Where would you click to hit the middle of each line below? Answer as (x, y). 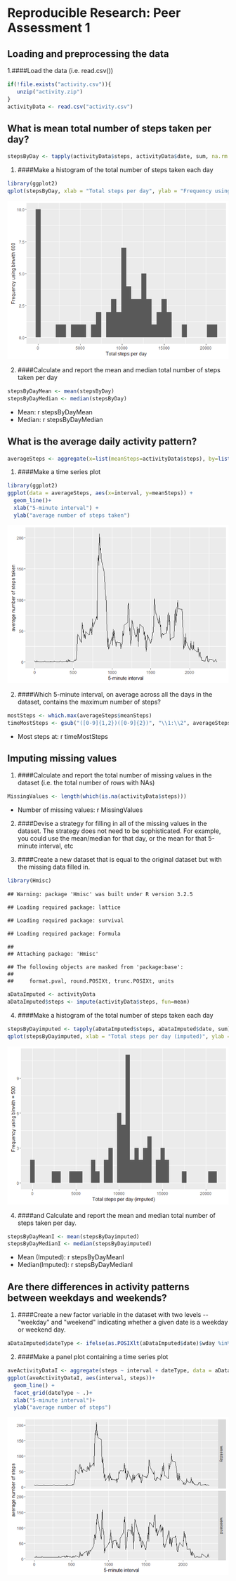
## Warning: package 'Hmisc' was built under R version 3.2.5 (100, 894)
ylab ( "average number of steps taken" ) (72, 515)
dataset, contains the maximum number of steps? (89, 702)
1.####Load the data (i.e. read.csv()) (60, 71)
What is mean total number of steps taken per (110, 128)
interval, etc (56, 846)
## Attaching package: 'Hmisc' (53, 954)
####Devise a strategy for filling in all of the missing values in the (112, 824)
